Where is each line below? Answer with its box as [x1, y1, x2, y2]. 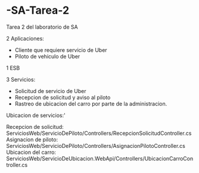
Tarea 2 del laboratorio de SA [6, 23, 79, 30]
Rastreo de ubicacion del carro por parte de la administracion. [14, 100, 167, 107]
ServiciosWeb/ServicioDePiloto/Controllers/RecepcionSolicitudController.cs [6, 129, 192, 137]
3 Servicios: [6, 76, 36, 83]
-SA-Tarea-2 [6, 4, 70, 17]
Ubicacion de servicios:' [6, 112, 66, 119]
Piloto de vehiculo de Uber [14, 52, 80, 60]
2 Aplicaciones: [6, 35, 45, 42]
